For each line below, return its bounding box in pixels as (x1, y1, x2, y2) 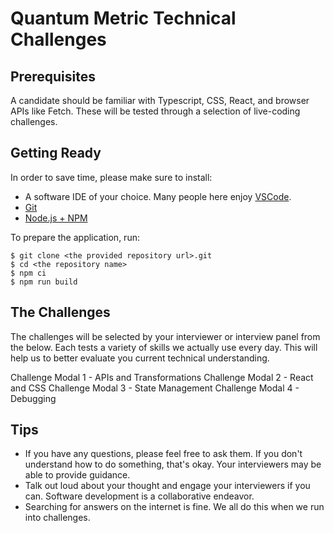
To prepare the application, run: (10, 231, 140, 243)
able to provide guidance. (24, 469, 131, 481)
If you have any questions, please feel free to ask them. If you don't (24, 448, 303, 460)
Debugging (10, 392, 57, 404)
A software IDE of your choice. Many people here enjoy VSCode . (24, 190, 292, 202)
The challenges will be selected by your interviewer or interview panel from (10, 330, 321, 342)
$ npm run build (10, 277, 78, 287)
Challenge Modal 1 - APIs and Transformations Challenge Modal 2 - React (10, 371, 314, 383)
